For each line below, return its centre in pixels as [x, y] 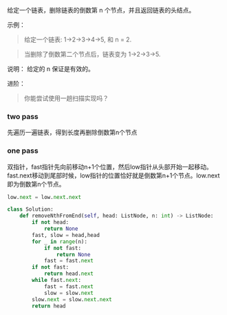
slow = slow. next [69, 293]
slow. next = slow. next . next [72, 299]
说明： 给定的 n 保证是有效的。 [51, 69]
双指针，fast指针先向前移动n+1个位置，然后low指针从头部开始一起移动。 [110, 166]
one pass [23, 151]
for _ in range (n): [60, 241]
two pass [23, 116]
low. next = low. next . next [44, 197]
